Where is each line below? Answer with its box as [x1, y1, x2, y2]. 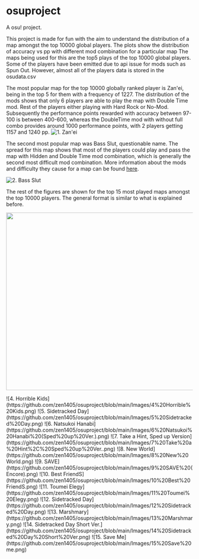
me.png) [6, 546, 27, 553]
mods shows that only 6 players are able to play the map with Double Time [6, 97, 188, 104]
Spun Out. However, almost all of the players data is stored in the [6, 66, 165, 73]
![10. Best [39, 470, 62, 477]
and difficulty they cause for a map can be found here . [6, 165, 139, 172]
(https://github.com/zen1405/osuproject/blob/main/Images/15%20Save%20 [6, 539, 192, 547]
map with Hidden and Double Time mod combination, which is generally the [6, 152, 191, 159]
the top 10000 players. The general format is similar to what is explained [6, 194, 182, 201]
